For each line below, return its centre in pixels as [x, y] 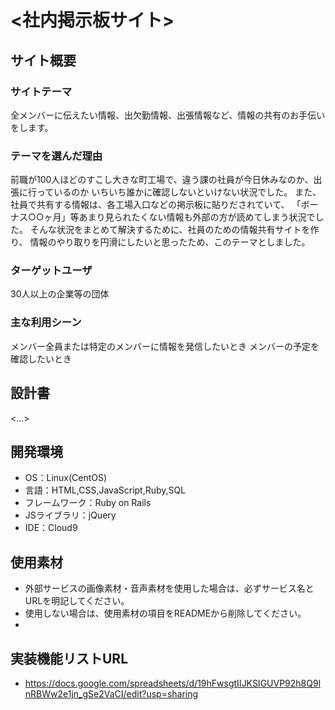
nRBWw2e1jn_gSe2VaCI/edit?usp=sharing [111, 694]
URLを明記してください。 [77, 601]
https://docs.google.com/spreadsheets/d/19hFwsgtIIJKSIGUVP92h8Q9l [173, 683]
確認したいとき [41, 358]
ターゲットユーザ [51, 271]
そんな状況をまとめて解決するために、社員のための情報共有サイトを [170, 230]
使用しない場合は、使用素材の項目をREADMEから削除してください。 [165, 613]
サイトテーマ [41, 91]
